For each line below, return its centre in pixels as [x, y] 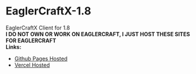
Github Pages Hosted [41, 58]
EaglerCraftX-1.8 [49, 11]
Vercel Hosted [32, 65]
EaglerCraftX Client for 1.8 [38, 28]
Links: [14, 47]
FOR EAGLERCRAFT [31, 40]
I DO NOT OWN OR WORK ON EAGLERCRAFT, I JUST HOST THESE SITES [98, 34]
